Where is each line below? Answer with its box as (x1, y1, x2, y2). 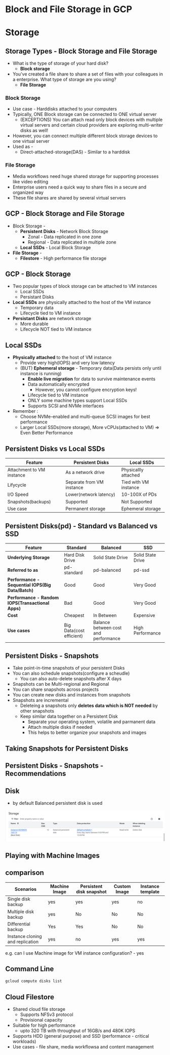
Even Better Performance (20, 429, 73, 436)
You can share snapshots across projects (12, 686, 99, 692)
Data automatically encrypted (27, 381, 90, 387)
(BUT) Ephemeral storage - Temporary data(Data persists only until (20, 365, 162, 371)
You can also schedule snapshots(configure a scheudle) (12, 670, 130, 677)
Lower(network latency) (65, 491, 115, 497)
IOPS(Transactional (7, 600, 50, 606)
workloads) (12, 1038, 36, 1044)
